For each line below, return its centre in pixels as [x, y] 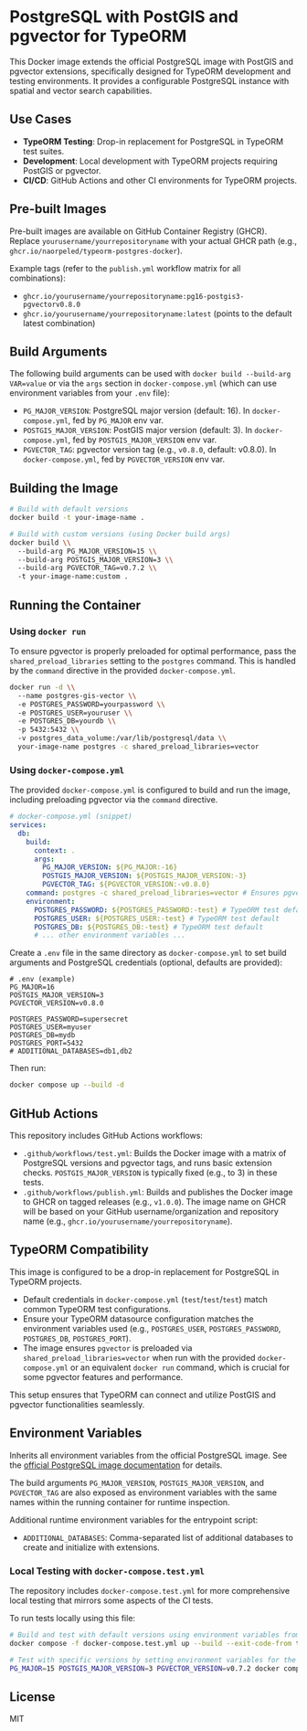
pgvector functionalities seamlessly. [77, 1404]
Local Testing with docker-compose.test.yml [107, 1571]
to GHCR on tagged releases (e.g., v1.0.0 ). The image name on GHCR [154, 1201]
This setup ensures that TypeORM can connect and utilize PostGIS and [143, 1395]
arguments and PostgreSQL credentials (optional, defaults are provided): [146, 962]
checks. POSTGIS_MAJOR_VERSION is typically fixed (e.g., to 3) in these [150, 1173]
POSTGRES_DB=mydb [42, 1035]
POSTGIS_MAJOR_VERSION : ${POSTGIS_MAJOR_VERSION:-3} [145, 876]
